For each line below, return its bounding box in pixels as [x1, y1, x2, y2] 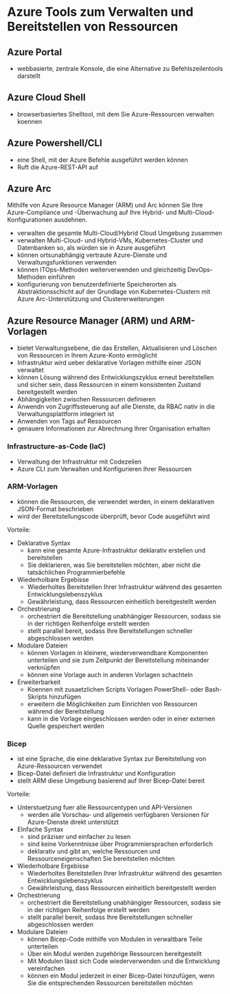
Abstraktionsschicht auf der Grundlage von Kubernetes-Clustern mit [16, 287, 211, 296]
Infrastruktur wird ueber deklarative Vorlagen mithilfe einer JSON [16, 359, 201, 367]
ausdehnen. [54, 216, 88, 224]
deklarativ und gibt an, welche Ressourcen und [27, 847, 161, 856]
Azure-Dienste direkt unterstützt [27, 818, 119, 827]
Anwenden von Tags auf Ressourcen [16, 417, 122, 426]
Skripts [27, 692, 48, 701]
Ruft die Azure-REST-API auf [16, 163, 98, 171]
